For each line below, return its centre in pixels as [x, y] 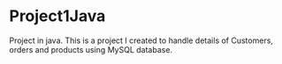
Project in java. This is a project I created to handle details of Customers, [141, 40]
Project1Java [57, 16]
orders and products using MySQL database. [91, 49]
